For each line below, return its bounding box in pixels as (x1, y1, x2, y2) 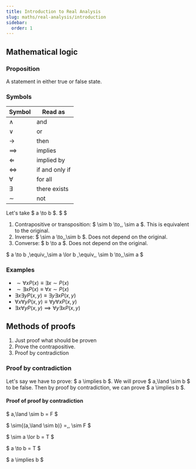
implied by (36, 156, 66, 164)
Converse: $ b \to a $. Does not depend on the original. (14, 240, 148, 247)
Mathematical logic (6, 47, 78, 57)
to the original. (14, 227, 50, 234)
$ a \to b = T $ (6, 444, 41, 451)
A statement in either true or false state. (6, 78, 102, 85)
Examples (6, 266, 35, 274)
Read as (42, 108, 66, 116)
